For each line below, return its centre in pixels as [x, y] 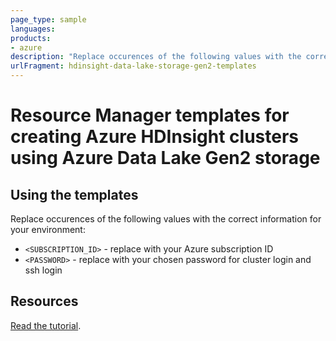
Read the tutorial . [46, 325]
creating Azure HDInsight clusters [155, 137]
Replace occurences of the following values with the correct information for [166, 219]
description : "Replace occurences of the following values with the [156, 57]
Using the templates [74, 194]
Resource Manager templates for [150, 115]
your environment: [48, 229]
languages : [33, 29]
